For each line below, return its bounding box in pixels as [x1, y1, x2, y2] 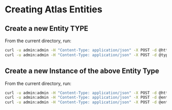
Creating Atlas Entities [5, 4, 103, 15]
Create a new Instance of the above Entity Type [5, 67, 160, 76]
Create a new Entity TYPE [5, 24, 88, 33]
